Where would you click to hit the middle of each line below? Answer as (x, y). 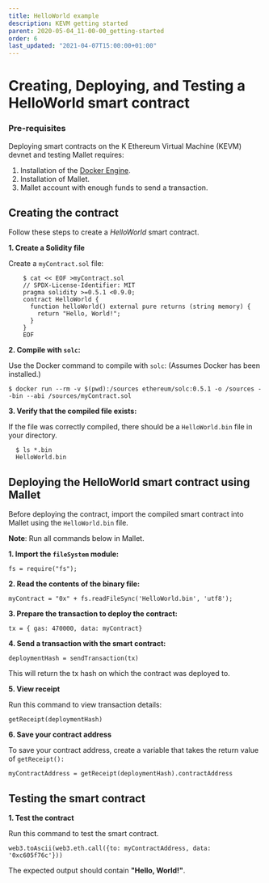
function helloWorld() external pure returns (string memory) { (140, 307)
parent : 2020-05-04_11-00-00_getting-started (86, 31)
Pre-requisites (37, 129)
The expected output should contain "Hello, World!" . (97, 871)
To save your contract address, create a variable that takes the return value (134, 750)
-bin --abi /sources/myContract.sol (70, 396)
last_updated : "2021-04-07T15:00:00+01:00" (83, 46)
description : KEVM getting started (68, 23)
